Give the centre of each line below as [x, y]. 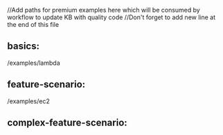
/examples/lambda [34, 63]
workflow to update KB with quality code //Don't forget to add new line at [111, 17]
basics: [24, 46]
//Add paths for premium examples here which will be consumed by [104, 10]
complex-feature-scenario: [68, 123]
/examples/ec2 [28, 101]
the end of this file [33, 24]
